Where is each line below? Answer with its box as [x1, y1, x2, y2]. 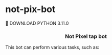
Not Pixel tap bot [64, 33, 107, 40]
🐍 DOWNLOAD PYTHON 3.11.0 [5, 20, 69, 26]
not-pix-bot [5, 4, 56, 15]
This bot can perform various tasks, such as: [5, 44, 100, 50]
